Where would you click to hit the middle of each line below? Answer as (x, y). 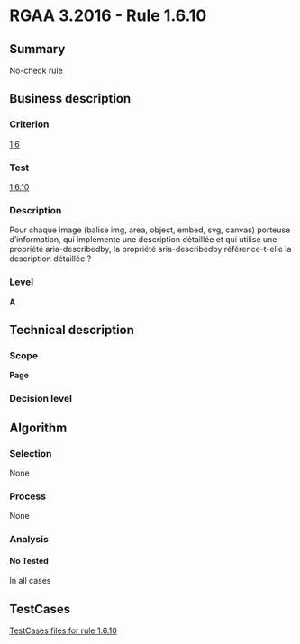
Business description (70, 99)
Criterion (29, 124)
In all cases (30, 581)
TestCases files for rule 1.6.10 (63, 630)
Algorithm (38, 427)
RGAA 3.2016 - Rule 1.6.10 (108, 16)
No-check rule (36, 70)
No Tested (29, 560)
